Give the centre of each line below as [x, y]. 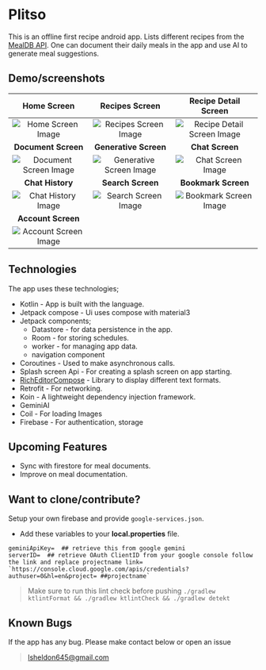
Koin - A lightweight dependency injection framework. [108, 397]
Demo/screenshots [57, 78]
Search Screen [130, 183]
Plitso [27, 15]
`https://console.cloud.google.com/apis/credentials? [99, 569]
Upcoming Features [58, 447]
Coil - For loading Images [61, 414]
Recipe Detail [215, 101]
